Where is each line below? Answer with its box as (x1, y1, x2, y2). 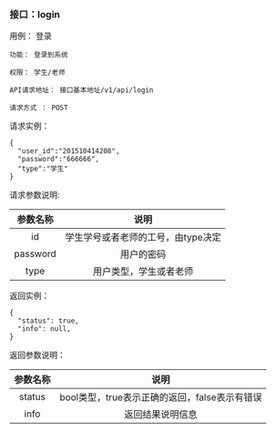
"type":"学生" (17, 164, 68, 174)
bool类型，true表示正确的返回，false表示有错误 (59, 391, 262, 404)
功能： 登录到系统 (9, 50, 68, 60)
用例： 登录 (9, 30, 52, 42)
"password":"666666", (17, 155, 100, 164)
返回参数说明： (9, 349, 66, 361)
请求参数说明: (9, 190, 61, 201)
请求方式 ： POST (9, 103, 68, 113)
